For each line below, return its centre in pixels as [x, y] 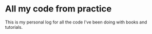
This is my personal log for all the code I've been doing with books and [76, 22]
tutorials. [14, 27]
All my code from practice [58, 9]
